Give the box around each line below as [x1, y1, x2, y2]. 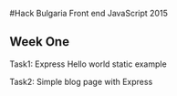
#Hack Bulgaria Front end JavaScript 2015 [9, 8, 169, 18]
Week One [9, 34, 70, 49]
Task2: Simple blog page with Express [9, 76, 153, 87]
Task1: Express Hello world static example [9, 59, 167, 69]
